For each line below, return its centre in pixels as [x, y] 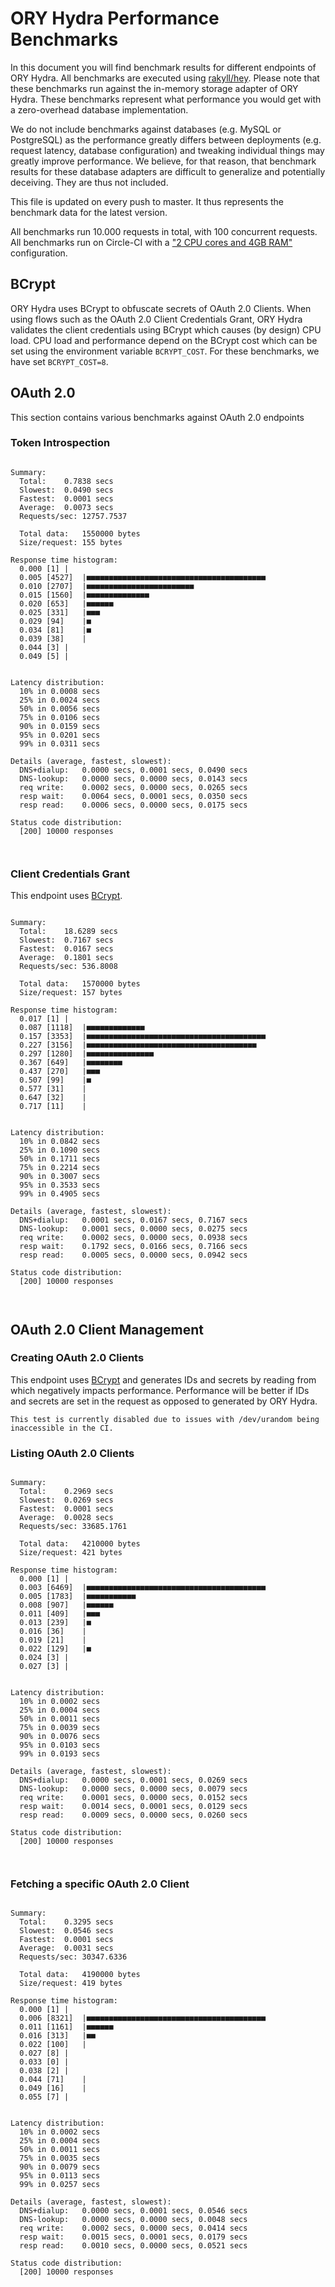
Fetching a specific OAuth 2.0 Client [100, 1884]
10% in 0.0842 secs [60, 1142]
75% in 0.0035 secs [60, 2158]
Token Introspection [60, 443]
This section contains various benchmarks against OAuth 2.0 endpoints [157, 417]
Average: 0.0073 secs [66, 507]
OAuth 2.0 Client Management [107, 1329]
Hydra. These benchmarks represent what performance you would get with [166, 99]
